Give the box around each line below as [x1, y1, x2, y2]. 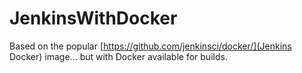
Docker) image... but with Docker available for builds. [9, 50, 228, 62]
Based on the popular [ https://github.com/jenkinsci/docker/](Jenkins [9, 40, 292, 52]
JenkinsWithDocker [9, 7, 178, 30]
